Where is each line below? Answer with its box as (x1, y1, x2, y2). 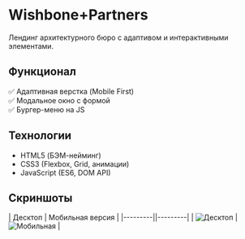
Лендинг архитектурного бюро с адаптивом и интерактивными (8, 33, 229, 42)
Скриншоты (8, 191, 73, 205)
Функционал (8, 65, 77, 79)
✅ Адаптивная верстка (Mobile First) (8, 86, 135, 96)
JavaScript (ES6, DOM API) (19, 167, 111, 177)
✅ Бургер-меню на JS (8, 104, 85, 115)
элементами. (8, 41, 54, 50)
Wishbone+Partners (8, 6, 148, 24)
